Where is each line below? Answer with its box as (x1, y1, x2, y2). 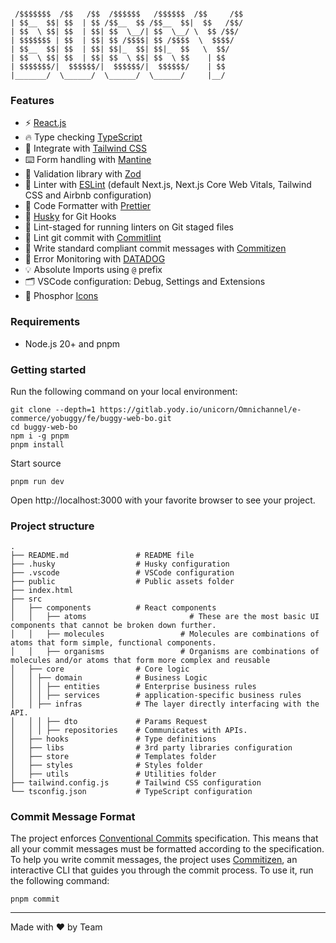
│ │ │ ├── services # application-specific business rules (10, 691, 302, 701)
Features (10, 93, 55, 107)
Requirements (10, 315, 81, 329)
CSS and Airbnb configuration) (24, 189, 152, 201)
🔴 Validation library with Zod (24, 168, 142, 180)
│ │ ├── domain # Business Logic (10, 673, 208, 683)
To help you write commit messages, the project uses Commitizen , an (10, 854, 298, 866)
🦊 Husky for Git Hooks (24, 211, 117, 223)
